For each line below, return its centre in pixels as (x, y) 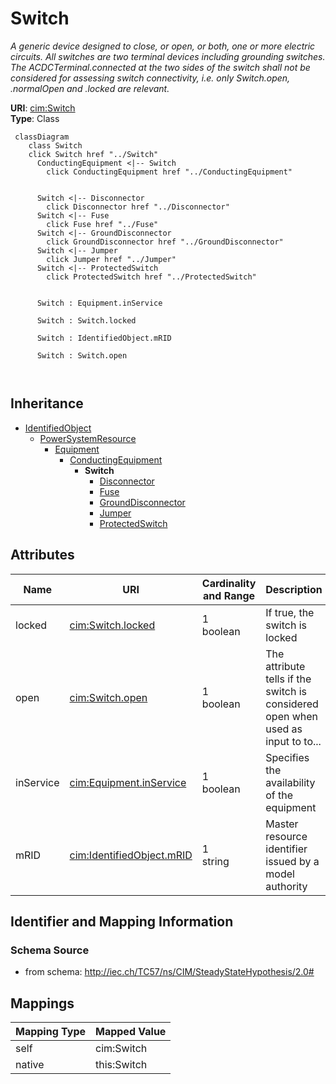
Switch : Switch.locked (86, 320)
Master (282, 824)
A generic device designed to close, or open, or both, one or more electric (163, 46)
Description (294, 589)
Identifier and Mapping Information (122, 921)
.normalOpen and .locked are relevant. (90, 88)
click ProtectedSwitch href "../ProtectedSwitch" (151, 277)
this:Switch (121, 1065)
